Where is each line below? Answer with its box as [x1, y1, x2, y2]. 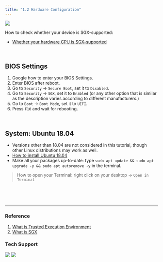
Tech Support [5, 241, 38, 247]
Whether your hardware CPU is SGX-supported [12, 39, 107, 45]
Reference [5, 213, 30, 219]
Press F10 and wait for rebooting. [12, 106, 78, 112]
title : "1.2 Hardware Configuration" [5, 7, 81, 12]
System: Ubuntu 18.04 [5, 129, 74, 138]
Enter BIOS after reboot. [12, 80, 60, 86]
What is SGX [12, 229, 37, 235]
